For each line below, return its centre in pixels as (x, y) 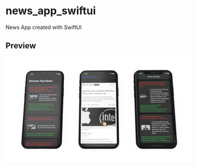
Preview (21, 46)
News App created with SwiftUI (44, 27)
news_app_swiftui (51, 11)
